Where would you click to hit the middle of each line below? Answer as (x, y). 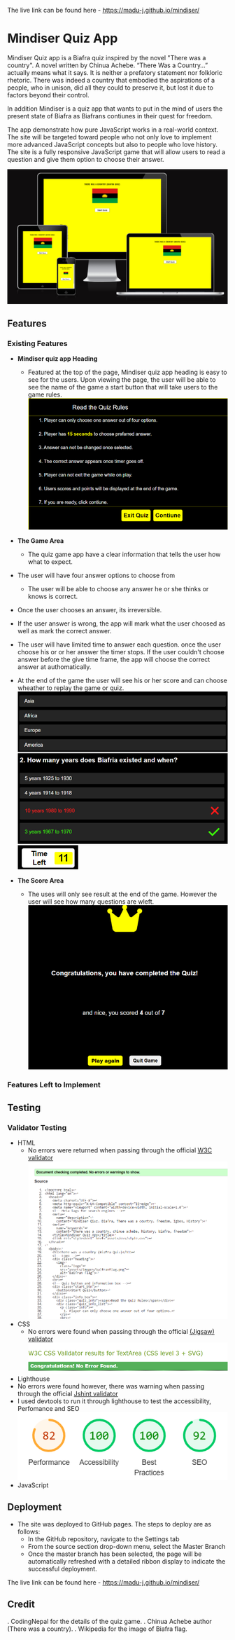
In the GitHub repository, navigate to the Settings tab (104, 1539)
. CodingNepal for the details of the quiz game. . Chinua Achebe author (109, 1621)
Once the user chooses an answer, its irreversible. (90, 609)
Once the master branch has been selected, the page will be (115, 1554)
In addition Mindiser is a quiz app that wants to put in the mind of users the (115, 109)
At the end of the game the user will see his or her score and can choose (122, 680)
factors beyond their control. (48, 95)
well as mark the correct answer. (64, 630)
